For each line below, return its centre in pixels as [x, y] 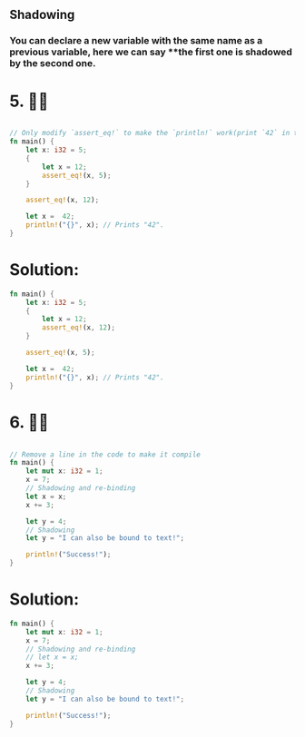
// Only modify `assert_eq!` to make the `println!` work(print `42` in [150, 133]
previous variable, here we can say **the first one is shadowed [151, 52]
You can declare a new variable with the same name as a [136, 41]
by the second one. [53, 64]
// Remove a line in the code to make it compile [105, 454]
